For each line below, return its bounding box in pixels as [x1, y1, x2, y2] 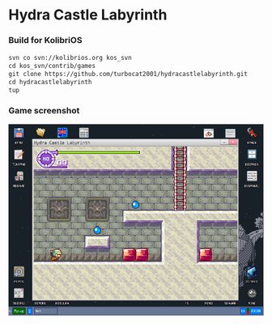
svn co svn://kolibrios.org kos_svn [8, 54, 132, 62]
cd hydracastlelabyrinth [8, 79, 92, 87]
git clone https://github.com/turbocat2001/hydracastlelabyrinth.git [8, 70, 249, 79]
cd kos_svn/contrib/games [8, 62, 96, 70]
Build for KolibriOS [8, 35, 83, 46]
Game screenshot [8, 105, 80, 117]
